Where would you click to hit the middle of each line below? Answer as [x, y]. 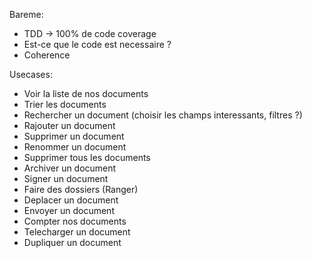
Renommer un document [75, 147]
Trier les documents [65, 104]
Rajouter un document [69, 125]
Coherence [47, 55]
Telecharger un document [77, 232]
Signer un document [66, 178]
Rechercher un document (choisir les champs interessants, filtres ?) [163, 115]
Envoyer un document [69, 210]
